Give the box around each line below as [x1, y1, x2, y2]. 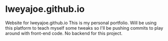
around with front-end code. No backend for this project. [5, 30, 123, 36]
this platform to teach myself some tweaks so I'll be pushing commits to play [5, 25, 163, 31]
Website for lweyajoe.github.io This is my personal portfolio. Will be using [5, 20, 157, 26]
